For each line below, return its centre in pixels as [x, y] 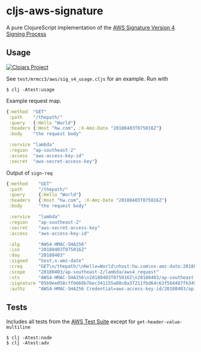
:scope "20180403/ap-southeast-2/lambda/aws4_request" [84, 272]
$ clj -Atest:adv [28, 343]
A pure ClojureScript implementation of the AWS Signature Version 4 [91, 27]
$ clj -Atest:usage [31, 90]
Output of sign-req [29, 173]
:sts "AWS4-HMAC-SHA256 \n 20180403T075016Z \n [73, 277]
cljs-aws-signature [55, 11]
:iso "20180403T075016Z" [48, 250]
